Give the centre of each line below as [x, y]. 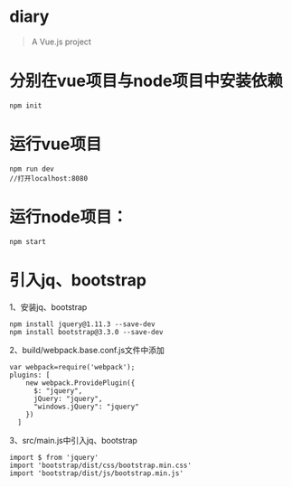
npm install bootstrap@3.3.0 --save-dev [87, 332]
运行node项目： [69, 217]
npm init [26, 106]
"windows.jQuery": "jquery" [86, 407]
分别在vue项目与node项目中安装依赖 [146, 81]
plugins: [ [30, 375]
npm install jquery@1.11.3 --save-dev [82, 324]
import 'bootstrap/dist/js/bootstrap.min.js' [96, 473]
